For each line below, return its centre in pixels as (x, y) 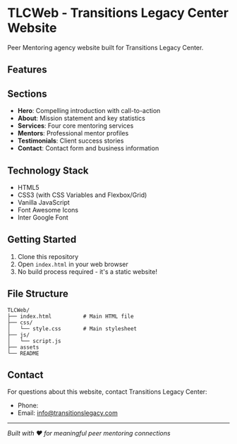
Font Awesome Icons (48, 210)
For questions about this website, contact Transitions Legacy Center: (107, 392)
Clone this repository (48, 256)
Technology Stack (48, 170)
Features (27, 70)
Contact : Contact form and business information (88, 148)
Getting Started (42, 240)
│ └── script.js (34, 341)
